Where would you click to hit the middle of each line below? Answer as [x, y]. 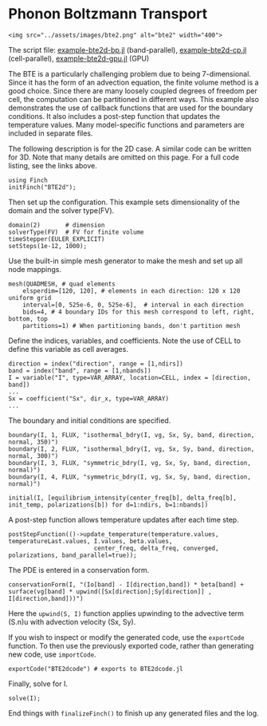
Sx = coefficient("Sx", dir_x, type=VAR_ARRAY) [89, 399]
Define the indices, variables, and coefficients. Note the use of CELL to [125, 341]
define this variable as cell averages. [69, 349]
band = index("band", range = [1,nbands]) [80, 371]
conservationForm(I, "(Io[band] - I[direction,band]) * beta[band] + [126, 584]
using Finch [28, 180]
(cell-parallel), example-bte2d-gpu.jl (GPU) [79, 58]
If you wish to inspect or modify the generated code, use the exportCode [126, 637]
